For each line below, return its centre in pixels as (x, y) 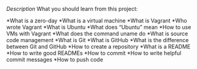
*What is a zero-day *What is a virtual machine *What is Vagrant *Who (97, 20)
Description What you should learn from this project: (72, 9)
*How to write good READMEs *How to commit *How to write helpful (94, 53)
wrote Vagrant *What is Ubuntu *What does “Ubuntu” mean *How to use (99, 27)
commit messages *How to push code (55, 60)
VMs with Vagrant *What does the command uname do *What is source (97, 34)
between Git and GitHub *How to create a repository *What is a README (99, 46)
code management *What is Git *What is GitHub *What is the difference (98, 40)
